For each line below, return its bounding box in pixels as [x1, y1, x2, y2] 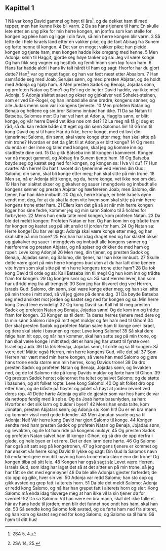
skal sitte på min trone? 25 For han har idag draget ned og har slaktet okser [5, 234, 158, 240]
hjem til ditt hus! [5, 516, 38, 522]
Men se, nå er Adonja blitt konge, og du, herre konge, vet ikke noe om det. [5, 176, 157, 182]
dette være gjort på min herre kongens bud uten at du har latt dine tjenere [5, 260, 156, 266]
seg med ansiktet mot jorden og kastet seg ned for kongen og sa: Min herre [5, 296, 159, 302]
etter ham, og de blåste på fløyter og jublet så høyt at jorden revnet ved [5, 386, 150, 392]
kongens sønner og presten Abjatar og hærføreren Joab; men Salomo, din [5, 186, 156, 192]
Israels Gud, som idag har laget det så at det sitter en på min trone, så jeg [5, 464, 155, 470]
